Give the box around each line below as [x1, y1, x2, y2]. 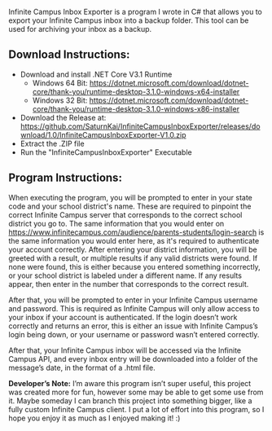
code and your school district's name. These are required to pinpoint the [8, 201, 252, 211]
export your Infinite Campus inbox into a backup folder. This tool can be [8, 15, 249, 25]
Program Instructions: [8, 171, 122, 185]
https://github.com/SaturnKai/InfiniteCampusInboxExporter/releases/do [20, 121, 261, 131]
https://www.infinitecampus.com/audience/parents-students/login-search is [8, 227, 265, 237]
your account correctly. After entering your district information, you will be [8, 244, 258, 254]
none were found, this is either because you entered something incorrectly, [8, 262, 261, 271]
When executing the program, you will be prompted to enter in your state [8, 192, 252, 202]
